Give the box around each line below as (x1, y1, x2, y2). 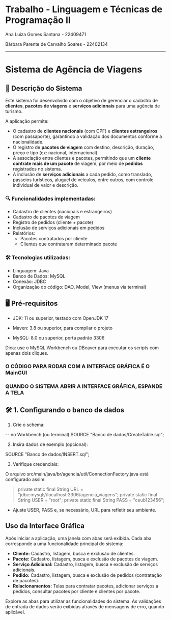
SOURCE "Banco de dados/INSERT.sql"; (5, 452, 90, 457)
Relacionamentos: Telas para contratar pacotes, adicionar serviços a (12, 583, 159, 589)
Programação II (5, 14, 71, 26)
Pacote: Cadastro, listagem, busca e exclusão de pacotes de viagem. (12, 556, 159, 562)
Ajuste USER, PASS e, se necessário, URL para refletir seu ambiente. (12, 507, 157, 513)
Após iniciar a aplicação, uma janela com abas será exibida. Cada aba (5, 535, 152, 541)
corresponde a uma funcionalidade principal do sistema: (5, 541, 124, 547)
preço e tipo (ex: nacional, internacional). (12, 149, 99, 156)
